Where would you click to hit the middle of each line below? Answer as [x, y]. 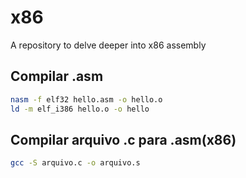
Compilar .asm [57, 76]
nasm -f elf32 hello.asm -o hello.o [86, 99]
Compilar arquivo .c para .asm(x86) [123, 139]
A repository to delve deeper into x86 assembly [108, 45]
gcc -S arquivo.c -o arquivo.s [75, 163]
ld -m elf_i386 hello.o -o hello [80, 109]
